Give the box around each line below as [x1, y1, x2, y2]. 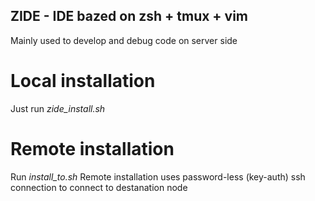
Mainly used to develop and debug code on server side [10, 34, 238, 46]
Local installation [10, 70, 156, 92]
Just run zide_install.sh [10, 102, 106, 114]
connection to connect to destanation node [10, 181, 188, 193]
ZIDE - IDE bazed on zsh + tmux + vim [10, 8, 249, 25]
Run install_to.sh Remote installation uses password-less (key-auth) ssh [10, 170, 306, 183]
